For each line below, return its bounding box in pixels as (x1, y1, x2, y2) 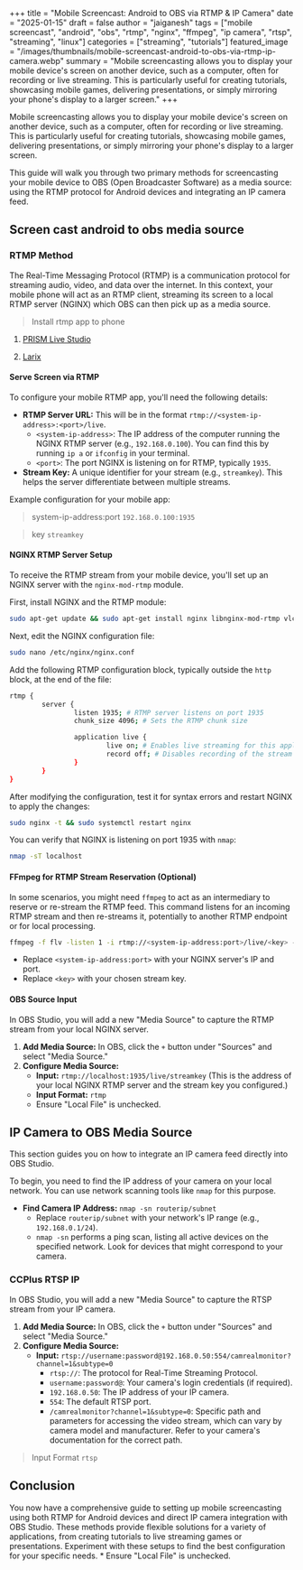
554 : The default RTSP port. (49, 1396, 151, 1407)
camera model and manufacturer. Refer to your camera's (49, 1425, 261, 1435)
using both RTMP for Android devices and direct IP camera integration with (9, 1511, 289, 1522)
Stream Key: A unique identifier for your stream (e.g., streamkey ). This (22, 467, 283, 478)
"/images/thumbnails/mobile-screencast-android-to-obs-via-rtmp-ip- (16, 46, 277, 57)
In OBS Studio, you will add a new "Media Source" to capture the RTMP (9, 1014, 275, 1025)
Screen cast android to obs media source (9, 222, 245, 237)
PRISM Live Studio (22, 333, 92, 344)
